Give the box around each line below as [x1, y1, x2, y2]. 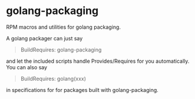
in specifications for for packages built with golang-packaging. [6, 86, 159, 93]
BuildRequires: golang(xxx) [20, 75, 87, 82]
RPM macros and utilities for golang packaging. [6, 23, 121, 30]
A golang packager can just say [6, 35, 83, 42]
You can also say [6, 63, 48, 71]
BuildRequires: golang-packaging [20, 46, 102, 53]
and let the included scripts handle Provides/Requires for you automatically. [6, 57, 190, 64]
